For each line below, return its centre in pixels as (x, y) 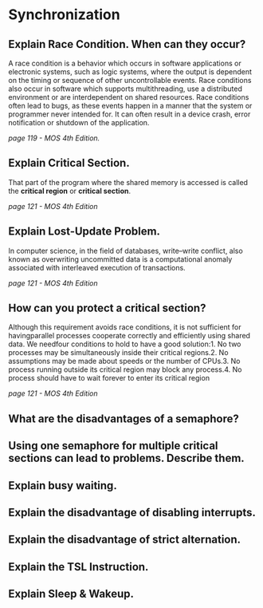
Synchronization (65, 15)
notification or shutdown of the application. (79, 122)
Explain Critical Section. (69, 163)
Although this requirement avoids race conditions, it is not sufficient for (125, 327)
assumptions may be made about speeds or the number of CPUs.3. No (124, 361)
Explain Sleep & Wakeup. (71, 594)
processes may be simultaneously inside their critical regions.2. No (118, 353)
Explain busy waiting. (63, 486)
